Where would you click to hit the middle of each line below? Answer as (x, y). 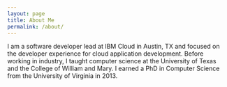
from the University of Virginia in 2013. (63, 76)
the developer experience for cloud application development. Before (105, 54)
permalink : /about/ (36, 26)
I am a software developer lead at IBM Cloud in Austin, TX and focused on (113, 47)
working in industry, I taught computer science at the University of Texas (112, 61)
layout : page (26, 14)
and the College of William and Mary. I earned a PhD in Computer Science (113, 69)
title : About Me (31, 20)
